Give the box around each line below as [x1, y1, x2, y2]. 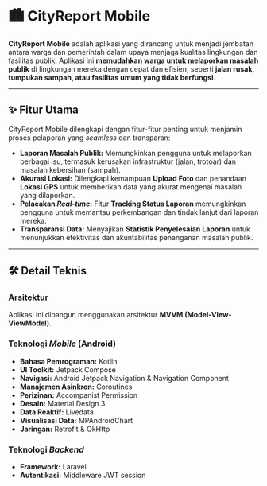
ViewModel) [8, 318, 50, 328]
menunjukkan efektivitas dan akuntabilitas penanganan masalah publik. [19, 232, 253, 242]
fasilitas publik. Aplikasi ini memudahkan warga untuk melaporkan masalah [8, 56, 259, 65]
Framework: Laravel [19, 462, 87, 472]
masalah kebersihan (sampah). [19, 165, 121, 174]
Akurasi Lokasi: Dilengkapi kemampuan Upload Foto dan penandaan [19, 173, 247, 183]
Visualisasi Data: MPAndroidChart [19, 415, 133, 425]
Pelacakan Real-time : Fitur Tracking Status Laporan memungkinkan [19, 199, 246, 208]
